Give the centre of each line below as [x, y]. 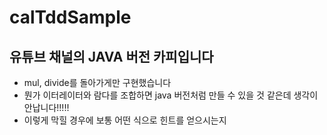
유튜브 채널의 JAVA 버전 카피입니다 [111, 56]
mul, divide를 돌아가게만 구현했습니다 [97, 82]
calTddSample [70, 17]
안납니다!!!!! [46, 107]
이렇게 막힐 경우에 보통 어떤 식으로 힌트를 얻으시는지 [125, 120]
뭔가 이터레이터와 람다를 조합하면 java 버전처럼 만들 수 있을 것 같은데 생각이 [171, 95]
